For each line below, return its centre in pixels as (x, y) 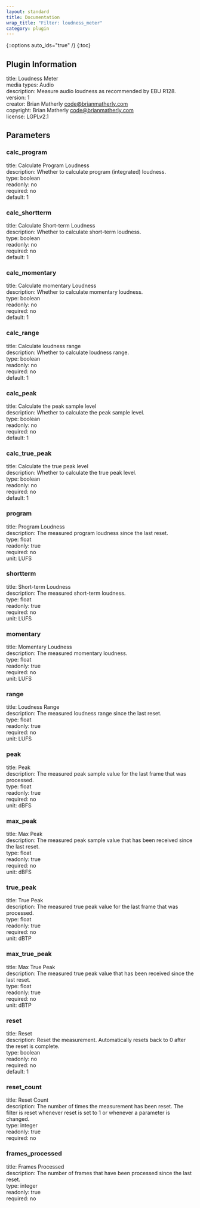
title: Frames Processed (35, 1166)
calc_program (27, 152)
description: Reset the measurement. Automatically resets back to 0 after (96, 1040)
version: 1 (18, 98)
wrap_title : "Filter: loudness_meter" (54, 23)
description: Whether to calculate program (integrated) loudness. (86, 171)
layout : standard (28, 12)
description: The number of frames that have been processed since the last (99, 1173)
